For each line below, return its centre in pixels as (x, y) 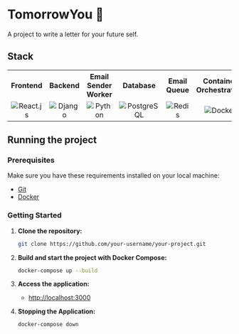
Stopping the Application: (57, 311)
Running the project (52, 140)
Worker (99, 94)
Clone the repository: (50, 231)
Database (139, 85)
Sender (99, 85)
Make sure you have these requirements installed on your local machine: (113, 176)
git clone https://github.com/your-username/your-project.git (112, 244)
